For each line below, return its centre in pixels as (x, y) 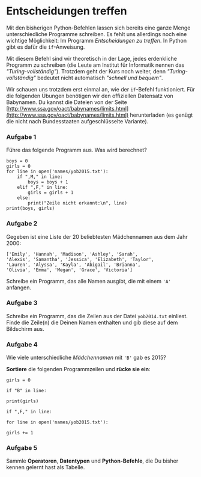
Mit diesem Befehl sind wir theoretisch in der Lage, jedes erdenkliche (91, 58)
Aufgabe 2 (22, 224)
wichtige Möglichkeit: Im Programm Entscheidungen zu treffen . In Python (97, 40)
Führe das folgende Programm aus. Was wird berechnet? (76, 150)
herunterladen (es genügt (161, 115)
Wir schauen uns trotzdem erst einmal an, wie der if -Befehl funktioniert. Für (100, 89)
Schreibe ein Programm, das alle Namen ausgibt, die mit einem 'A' (88, 281)
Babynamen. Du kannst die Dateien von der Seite (67, 102)
